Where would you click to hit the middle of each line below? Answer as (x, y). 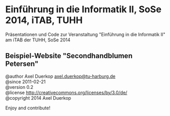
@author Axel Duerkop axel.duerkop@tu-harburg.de (60, 76)
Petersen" (22, 64)
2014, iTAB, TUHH (44, 20)
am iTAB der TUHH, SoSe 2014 (38, 40)
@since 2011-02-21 (26, 82)
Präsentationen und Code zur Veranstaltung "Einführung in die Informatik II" (85, 34)
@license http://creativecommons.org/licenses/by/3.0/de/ (66, 92)
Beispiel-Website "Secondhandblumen (69, 56)
